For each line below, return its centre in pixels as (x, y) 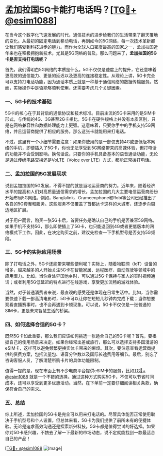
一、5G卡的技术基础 (28, 101)
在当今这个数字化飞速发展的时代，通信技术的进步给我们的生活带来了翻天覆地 (81, 35)
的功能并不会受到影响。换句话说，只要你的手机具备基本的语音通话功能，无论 (81, 154)
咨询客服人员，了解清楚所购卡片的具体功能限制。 (54, 361)
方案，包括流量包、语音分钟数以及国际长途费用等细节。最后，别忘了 (90, 354)
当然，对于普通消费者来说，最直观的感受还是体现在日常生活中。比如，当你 (79, 292)
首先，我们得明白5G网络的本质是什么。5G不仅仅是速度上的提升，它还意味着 (81, 69)
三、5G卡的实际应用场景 (33, 252)
